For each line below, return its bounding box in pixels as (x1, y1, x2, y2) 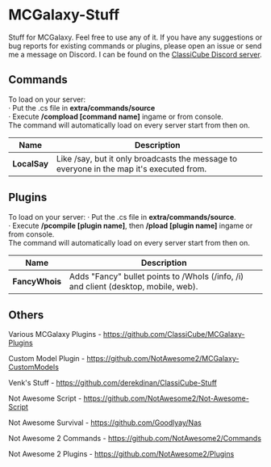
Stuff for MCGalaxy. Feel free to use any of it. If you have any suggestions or (8, 32, 263, 42)
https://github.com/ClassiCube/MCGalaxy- (103, 330, 245, 339)
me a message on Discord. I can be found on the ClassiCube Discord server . (8, 49, 262, 59)
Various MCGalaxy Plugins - (8, 330, 102, 339)
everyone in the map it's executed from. (56, 163, 207, 175)
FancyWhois (12, 276, 62, 287)
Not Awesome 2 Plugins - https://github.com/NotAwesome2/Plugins (8, 449, 235, 459)
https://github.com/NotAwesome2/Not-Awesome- (83, 393, 250, 403)
